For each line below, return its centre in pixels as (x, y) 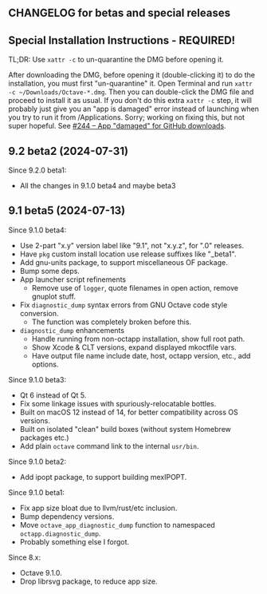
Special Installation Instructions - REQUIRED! (122, 40)
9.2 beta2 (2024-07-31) (69, 151)
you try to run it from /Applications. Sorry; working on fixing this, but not (127, 117)
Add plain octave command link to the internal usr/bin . (109, 445)
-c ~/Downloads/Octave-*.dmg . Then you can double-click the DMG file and (131, 92)
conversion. (39, 313)
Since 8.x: (25, 557)
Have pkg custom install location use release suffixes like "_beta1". (128, 254)
